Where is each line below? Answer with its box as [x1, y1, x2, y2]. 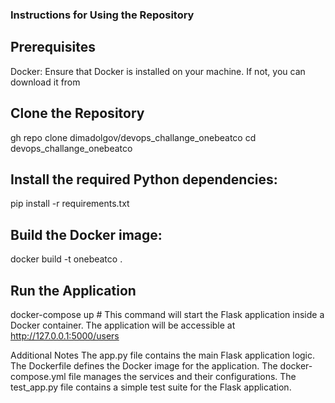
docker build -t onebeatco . [10, 253, 123, 265]
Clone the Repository [10, 105, 145, 122]
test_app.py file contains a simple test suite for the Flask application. [10, 381, 292, 393]
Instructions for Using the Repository [10, 8, 195, 22]
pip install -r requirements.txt [10, 198, 130, 210]
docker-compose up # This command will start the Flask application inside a [10, 308, 325, 320]
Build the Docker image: [10, 226, 163, 243]
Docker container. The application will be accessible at [10, 319, 236, 331]
